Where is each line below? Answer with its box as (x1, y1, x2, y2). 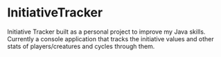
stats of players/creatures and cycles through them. (7, 42, 155, 50)
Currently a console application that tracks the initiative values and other (7, 34, 215, 43)
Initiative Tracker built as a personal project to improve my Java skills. (7, 27, 206, 36)
